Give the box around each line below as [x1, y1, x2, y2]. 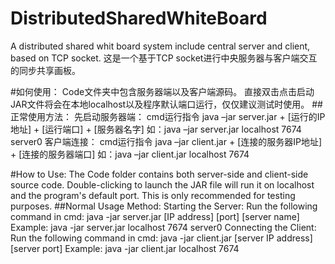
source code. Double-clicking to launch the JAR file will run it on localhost [10, 178, 315, 191]
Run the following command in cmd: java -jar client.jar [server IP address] [10, 232, 313, 244]
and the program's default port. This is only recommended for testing [10, 189, 296, 201]
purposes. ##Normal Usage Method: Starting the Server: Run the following [10, 200, 318, 212]
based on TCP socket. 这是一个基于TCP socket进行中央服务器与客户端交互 [10, 52, 318, 64]
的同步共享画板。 [10, 64, 81, 76]
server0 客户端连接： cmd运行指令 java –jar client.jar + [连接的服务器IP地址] [10, 135, 323, 147]
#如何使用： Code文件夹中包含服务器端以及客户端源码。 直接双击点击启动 [10, 85, 315, 97]
